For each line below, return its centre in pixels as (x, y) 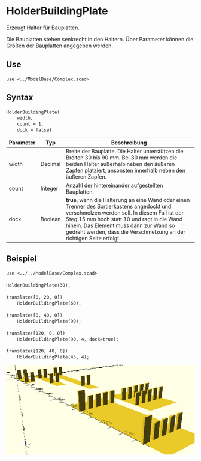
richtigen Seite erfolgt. (93, 238)
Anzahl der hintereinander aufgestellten (114, 185)
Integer (49, 189)
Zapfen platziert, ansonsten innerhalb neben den (125, 171)
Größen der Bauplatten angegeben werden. (60, 46)
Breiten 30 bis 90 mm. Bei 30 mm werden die (121, 158)
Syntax (20, 97)
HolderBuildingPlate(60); (49, 303)
